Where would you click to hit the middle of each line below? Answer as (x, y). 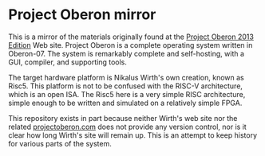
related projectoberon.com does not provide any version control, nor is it (128, 127)
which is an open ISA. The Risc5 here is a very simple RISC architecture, (127, 94)
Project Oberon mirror (82, 15)
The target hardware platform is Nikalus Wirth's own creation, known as (127, 77)
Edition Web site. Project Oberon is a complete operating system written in (131, 45)
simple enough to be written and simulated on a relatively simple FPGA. (125, 103)
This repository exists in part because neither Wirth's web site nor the (123, 118)
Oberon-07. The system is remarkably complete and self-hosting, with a (127, 53)
